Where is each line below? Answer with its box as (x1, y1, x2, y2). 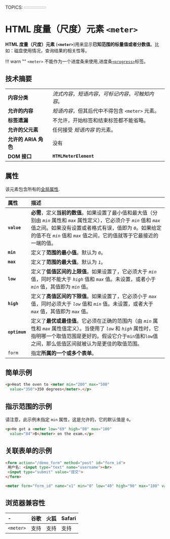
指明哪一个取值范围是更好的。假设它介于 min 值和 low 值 (31, 333, 158, 340)
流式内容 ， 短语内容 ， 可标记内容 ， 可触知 (52, 90, 149, 97)
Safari (61, 515, 76, 522)
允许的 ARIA (8, 136, 37, 143)
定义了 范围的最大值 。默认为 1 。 (31, 258, 106, 265)
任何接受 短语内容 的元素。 (52, 126, 116, 133)
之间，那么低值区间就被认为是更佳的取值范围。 (31, 340, 143, 347)
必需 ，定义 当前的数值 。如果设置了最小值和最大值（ (31, 209, 153, 216)
